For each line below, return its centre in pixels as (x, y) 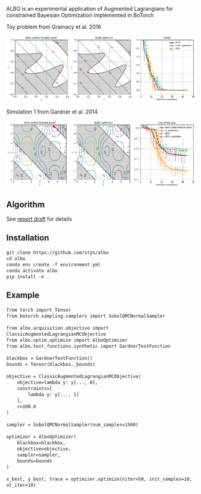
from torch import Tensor (39, 310)
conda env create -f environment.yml (54, 265)
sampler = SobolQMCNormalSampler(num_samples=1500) (72, 425)
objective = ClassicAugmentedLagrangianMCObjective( (74, 376)
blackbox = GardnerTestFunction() (50, 358)
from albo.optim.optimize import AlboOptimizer (67, 340)
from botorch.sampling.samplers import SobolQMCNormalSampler (86, 316)
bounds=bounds (35, 461)
